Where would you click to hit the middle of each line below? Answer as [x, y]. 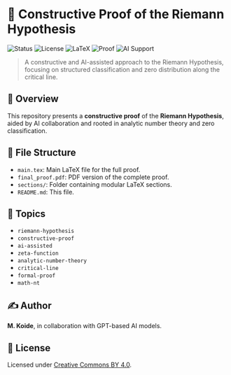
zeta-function [38, 254]
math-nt [28, 283]
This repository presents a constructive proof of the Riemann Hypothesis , [115, 115]
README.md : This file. [46, 192]
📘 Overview [33, 99]
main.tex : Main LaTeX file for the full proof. [79, 169]
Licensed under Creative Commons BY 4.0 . [69, 365]
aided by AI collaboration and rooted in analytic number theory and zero [111, 123]
